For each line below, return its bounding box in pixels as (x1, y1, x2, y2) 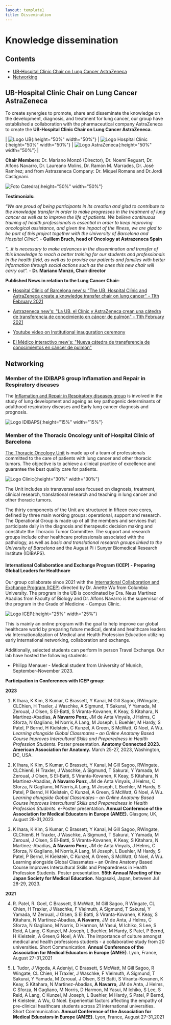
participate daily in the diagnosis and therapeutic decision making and (5, 523, 153, 529)
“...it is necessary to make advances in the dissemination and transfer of (5, 246, 158, 252)
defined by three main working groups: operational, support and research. (5, 512, 161, 518)
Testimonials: (5, 193, 35, 200)
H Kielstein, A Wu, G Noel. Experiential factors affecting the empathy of (12, 997, 163, 1003)
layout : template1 (5, 7, 44, 13)
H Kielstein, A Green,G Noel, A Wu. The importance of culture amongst (12, 933, 162, 939)
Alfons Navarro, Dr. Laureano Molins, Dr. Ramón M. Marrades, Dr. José (5, 162, 154, 169)
